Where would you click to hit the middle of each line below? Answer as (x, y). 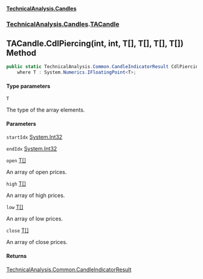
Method (21, 53)
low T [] (15, 207)
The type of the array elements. (46, 110)
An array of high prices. (36, 195)
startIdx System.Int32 (34, 137)
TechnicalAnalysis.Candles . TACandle (63, 24)
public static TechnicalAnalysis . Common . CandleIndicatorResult (88, 67)
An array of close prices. (37, 242)
